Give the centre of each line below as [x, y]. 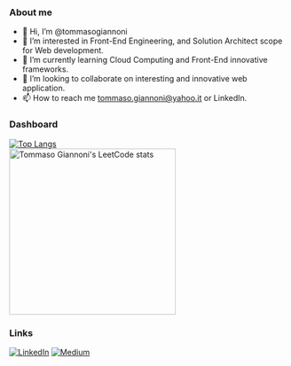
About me [31, 12]
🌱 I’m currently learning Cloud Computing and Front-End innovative [145, 60]
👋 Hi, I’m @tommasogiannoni [75, 32]
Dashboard [34, 124]
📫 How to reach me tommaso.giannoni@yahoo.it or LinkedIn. [134, 98]
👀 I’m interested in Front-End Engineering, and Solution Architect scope [152, 41]
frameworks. [45, 69]
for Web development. [63, 51]
